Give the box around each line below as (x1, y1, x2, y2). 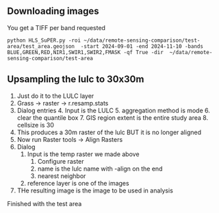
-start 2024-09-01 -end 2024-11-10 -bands (80, 42, 204, 50)
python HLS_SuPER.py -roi (7, 37, 81, 44)
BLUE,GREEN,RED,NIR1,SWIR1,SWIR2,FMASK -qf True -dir (7, 49, 164, 55)
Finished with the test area (7, 199, 82, 208)
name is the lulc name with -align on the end (37, 164, 163, 173)
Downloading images (7, 5, 99, 17)
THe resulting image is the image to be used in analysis (16, 186, 173, 195)
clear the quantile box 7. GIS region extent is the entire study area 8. (16, 113, 209, 122)
